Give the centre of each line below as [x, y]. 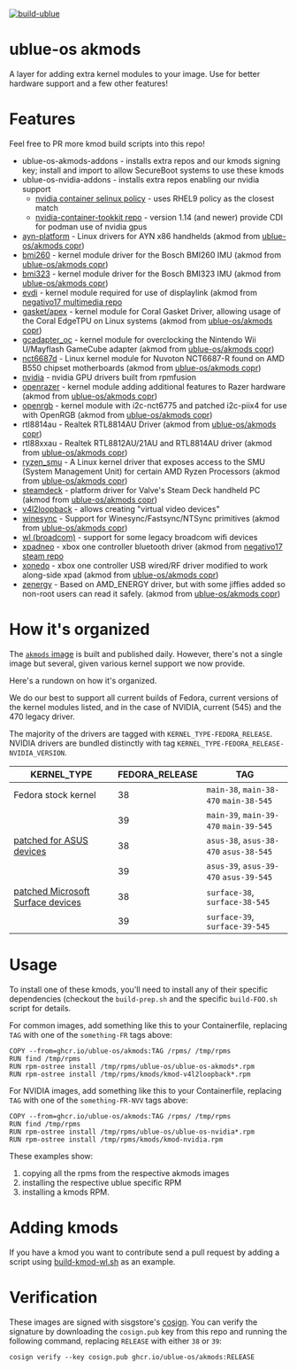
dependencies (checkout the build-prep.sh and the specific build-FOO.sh [144, 998]
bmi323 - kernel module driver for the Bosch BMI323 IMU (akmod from [151, 274]
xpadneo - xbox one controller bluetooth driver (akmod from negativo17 [152, 546]
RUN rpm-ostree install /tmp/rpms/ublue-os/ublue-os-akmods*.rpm [132, 1066]
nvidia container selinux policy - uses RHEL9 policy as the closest [155, 198]
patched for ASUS [51, 840]
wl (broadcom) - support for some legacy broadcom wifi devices [140, 537]
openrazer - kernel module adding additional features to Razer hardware [153, 386]
